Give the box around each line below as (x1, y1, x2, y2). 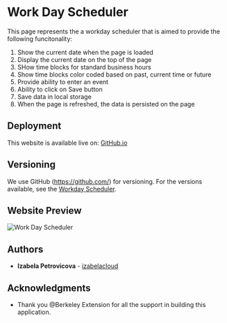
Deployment (7, 120, 62, 132)
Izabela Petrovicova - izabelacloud (17, 262, 119, 270)
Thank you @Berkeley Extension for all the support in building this (17, 301, 206, 308)
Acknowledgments (7, 282, 92, 294)
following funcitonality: (7, 34, 73, 42)
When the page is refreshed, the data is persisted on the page (17, 100, 195, 108)
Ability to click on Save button (17, 85, 103, 93)
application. (17, 308, 51, 316)
